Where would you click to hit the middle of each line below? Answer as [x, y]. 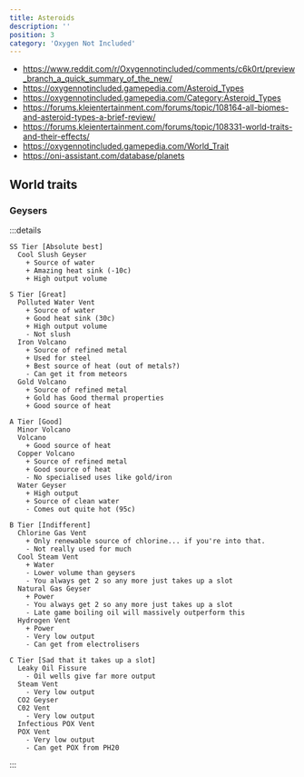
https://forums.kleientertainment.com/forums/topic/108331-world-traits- [157, 127]
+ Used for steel [59, 358]
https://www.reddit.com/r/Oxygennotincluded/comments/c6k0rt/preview [159, 69]
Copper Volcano [46, 453]
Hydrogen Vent [44, 620]
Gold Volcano [42, 382]
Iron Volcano [42, 342]
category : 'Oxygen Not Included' [73, 43]
